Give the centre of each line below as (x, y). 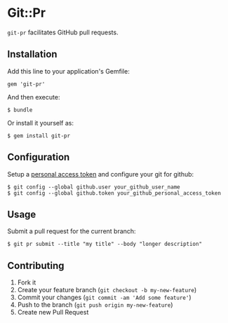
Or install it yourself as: (40, 123)
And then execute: (34, 97)
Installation (32, 54)
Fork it (27, 282)
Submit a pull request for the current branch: (72, 231)
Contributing (36, 265)
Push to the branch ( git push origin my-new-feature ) (95, 305)
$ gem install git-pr (39, 136)
